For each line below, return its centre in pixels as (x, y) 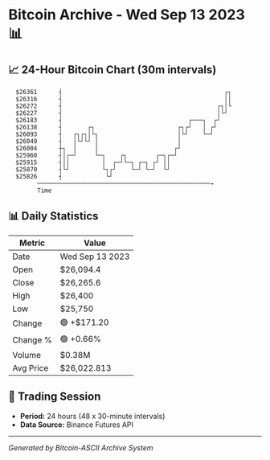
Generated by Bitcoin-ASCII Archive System (81, 447)
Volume (27, 355)
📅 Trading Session (55, 397)
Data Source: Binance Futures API (77, 425)
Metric (33, 243)
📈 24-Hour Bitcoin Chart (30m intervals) (112, 70)
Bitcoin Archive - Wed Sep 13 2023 (127, 15)
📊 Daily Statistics (53, 216)
